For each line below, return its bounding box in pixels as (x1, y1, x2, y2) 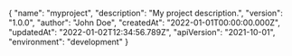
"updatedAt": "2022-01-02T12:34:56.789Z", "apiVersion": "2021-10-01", (8, 27, 276, 37)
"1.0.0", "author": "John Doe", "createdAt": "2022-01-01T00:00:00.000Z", (8, 17, 281, 28)
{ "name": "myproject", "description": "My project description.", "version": (8, 8, 284, 18)
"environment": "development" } (8, 36, 128, 47)
